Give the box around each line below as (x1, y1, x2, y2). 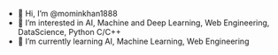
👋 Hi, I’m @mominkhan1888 (17, 9, 118, 18)
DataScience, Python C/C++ (17, 27, 121, 37)
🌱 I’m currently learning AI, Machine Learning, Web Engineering (17, 36, 250, 46)
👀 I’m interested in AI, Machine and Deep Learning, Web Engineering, (17, 17, 270, 28)
